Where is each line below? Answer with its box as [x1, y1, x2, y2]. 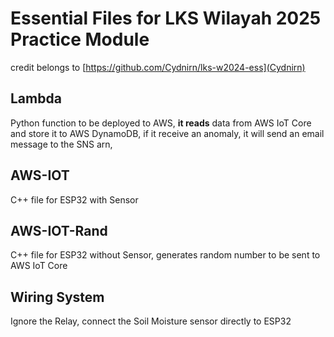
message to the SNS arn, [10, 138, 113, 150]
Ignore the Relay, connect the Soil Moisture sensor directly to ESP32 [10, 315, 292, 327]
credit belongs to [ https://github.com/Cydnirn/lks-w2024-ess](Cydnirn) [10, 61, 306, 73]
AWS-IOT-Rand [10, 222, 108, 239]
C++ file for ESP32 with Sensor [10, 193, 139, 206]
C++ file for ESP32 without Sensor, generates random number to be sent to [10, 249, 321, 261]
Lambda [10, 90, 62, 107]
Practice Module [10, 28, 150, 51]
